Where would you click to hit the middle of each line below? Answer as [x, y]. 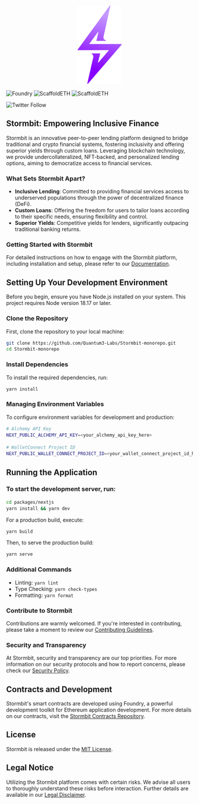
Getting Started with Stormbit [49, 244]
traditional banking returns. [48, 229]
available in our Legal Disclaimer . [46, 795]
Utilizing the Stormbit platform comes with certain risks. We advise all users [98, 782]
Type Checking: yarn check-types [56, 589]
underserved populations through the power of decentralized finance [99, 198]
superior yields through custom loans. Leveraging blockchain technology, [96, 150]
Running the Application [52, 472]
